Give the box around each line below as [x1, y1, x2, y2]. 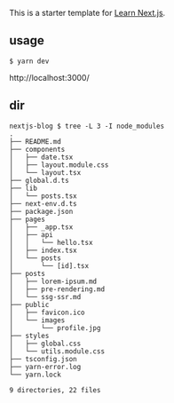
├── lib [9, 184, 38, 193]
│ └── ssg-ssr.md [9, 292, 82, 301]
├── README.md [9, 137, 62, 146]
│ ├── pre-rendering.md [9, 284, 105, 294]
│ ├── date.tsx [9, 153, 74, 162]
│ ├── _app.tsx [9, 222, 74, 232]
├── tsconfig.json [9, 354, 77, 363]
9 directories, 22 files [9, 385, 101, 394]
